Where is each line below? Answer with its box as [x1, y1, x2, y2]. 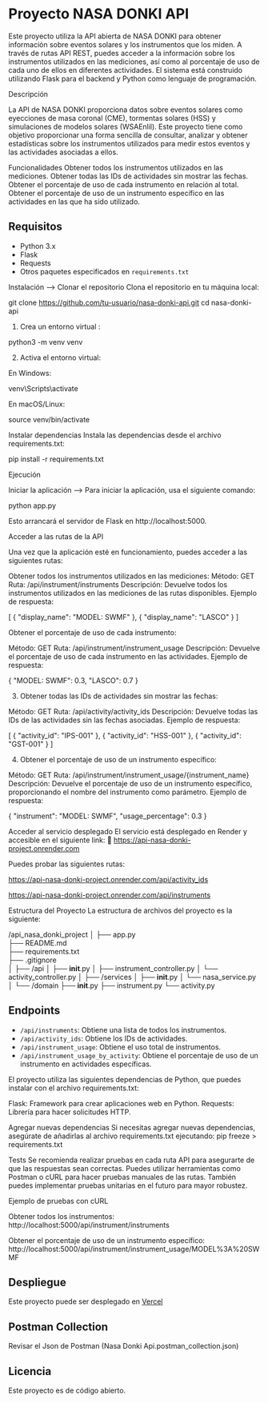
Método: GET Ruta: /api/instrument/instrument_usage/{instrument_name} [8, 769, 250, 780]
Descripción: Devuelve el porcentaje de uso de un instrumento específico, [8, 778, 253, 788]
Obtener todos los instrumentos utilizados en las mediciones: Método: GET [8, 571, 255, 581]
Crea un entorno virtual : [19, 322, 101, 331]
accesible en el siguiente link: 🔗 [8, 835, 112, 845]
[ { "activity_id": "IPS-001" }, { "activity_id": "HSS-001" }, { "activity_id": [8, 730, 242, 740]
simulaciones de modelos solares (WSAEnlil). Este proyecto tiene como [8, 122, 243, 131]
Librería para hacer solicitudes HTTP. [8, 1107, 131, 1117]
